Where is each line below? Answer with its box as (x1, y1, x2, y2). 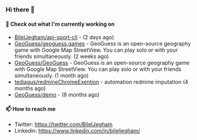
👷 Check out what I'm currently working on (5, 20, 115, 28)
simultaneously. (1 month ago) (14, 72, 89, 79)
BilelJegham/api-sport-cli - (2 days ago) (14, 34, 115, 41)
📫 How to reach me (5, 105, 56, 112)
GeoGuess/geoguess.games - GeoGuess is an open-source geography (14, 40, 191, 47)
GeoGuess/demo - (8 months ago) (14, 91, 100, 99)
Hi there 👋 (5, 5, 35, 14)
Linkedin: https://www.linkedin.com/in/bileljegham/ (14, 127, 141, 135)
